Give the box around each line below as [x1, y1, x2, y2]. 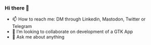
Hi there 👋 [5, 4, 30, 11]
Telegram [12, 23, 32, 29]
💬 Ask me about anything [12, 34, 65, 40]
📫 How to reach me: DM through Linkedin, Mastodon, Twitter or [12, 16, 146, 22]
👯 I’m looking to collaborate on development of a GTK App [12, 28, 133, 34]
